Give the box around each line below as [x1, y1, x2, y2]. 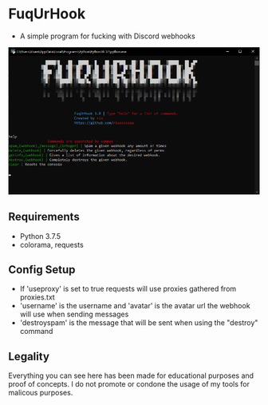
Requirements [8, 210, 80, 224]
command [19, 327, 53, 336]
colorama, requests [19, 240, 84, 249]
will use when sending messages [19, 309, 129, 320]
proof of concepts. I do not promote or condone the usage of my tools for [8, 379, 250, 389]
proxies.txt [19, 292, 56, 302]
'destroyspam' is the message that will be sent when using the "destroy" [19, 318, 258, 328]
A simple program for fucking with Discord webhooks [19, 31, 195, 41]
